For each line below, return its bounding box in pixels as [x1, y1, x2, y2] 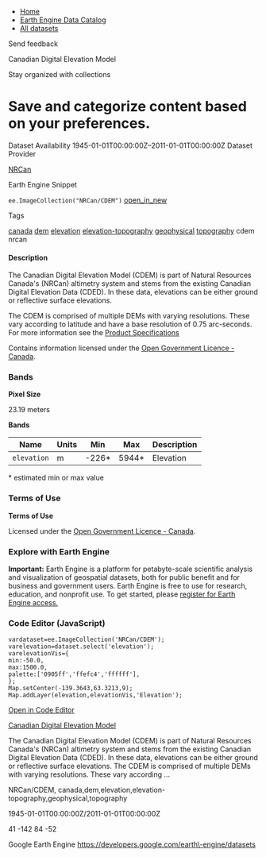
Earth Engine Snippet [8, 180, 78, 189]
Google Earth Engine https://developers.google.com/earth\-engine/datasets [8, 840, 256, 849]
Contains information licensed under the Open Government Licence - [8, 343, 235, 353]
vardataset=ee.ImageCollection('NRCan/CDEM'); [8, 635, 165, 644]
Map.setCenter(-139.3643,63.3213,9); [8, 685, 133, 693]
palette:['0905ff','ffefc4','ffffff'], [8, 670, 141, 678]
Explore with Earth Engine [8, 546, 110, 557]
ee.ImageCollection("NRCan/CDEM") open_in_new [8, 195, 168, 205]
